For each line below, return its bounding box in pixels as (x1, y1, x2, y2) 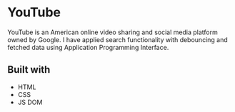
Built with (7, 63, 51, 76)
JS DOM (17, 98, 43, 106)
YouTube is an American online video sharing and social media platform (7, 28, 218, 36)
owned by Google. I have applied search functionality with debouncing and (7, 35, 229, 44)
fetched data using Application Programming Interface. (7, 43, 169, 51)
